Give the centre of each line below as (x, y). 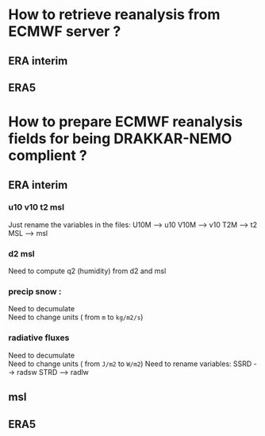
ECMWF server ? (65, 31)
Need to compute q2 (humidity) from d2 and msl (87, 271)
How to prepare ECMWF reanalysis (126, 122)
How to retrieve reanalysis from (114, 15)
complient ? (48, 156)
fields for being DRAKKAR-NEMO (120, 139)
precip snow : (35, 291)
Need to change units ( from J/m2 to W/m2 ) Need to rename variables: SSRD (130, 364)
